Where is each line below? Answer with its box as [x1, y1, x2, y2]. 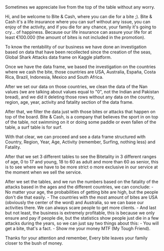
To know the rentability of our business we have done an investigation [5, 44, 147, 49]
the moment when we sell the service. [5, 169, 82, 175]
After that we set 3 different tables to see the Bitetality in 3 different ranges [5, 154, 157, 160]
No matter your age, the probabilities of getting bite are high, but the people [5, 189, 159, 195]
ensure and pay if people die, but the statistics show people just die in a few [5, 215, 159, 221]
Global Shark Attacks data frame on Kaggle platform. [5, 54, 112, 60]
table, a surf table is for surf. [5, 124, 62, 130]
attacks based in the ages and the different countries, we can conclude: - [5, 184, 154, 190]
